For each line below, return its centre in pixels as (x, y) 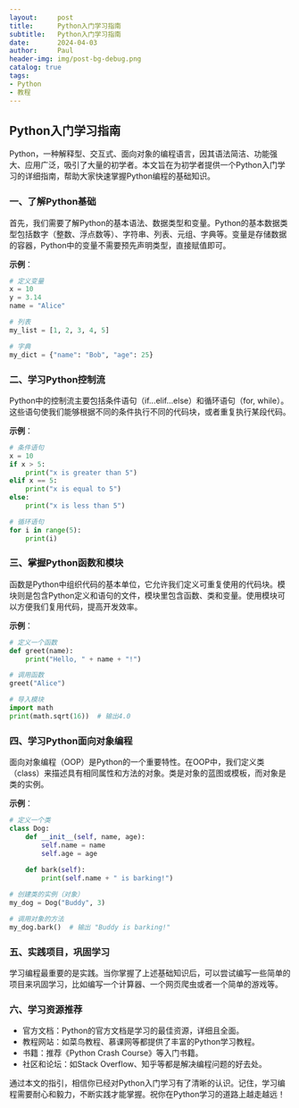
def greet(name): (42, 651)
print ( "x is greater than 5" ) (82, 473)
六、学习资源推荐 (46, 1009)
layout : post (42, 17)
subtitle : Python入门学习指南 (66, 34)
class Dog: (29, 828)
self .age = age (70, 853)
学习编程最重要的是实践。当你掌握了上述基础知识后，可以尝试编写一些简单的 (150, 973)
